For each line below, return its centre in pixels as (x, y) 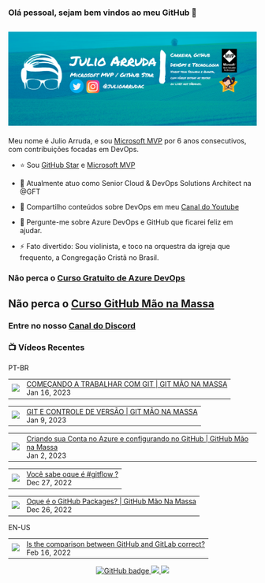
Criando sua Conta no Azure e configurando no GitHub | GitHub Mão (138, 438)
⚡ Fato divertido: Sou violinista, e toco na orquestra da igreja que (125, 247)
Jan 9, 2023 (47, 420)
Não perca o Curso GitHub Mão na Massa (111, 304)
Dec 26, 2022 (49, 510)
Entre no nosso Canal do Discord (72, 326)
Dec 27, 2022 (49, 483)
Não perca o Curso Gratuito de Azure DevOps (97, 278)
